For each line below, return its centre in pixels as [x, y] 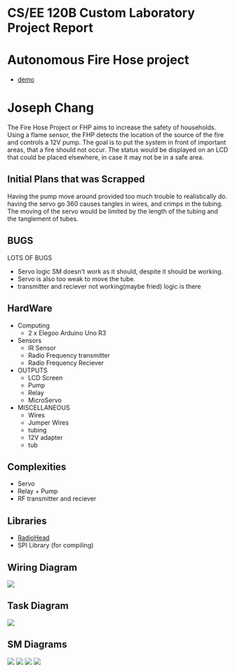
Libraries [27, 521]
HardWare [30, 308]
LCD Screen [45, 377]
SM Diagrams [37, 645]
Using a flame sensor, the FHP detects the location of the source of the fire [116, 135]
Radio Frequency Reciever [66, 363]
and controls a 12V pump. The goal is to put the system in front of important [117, 143]
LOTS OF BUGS [30, 257]
